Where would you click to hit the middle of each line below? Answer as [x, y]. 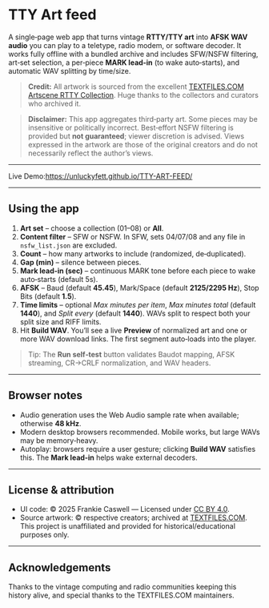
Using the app [44, 209]
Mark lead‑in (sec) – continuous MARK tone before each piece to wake [138, 271]
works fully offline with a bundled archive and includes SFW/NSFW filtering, [133, 54]
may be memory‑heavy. [59, 440]
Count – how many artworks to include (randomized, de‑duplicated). [133, 253]
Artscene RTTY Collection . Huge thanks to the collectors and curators [143, 95]
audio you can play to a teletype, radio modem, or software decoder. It [125, 45]
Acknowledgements [60, 568]
